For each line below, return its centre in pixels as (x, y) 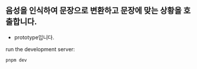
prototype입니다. (34, 37)
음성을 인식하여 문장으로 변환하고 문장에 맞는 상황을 (94, 11)
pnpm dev (16, 60)
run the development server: (40, 49)
